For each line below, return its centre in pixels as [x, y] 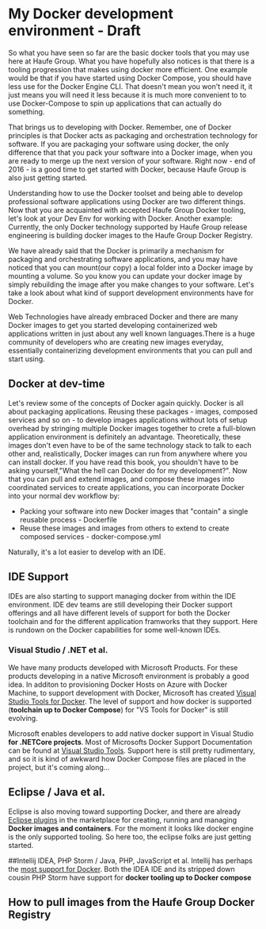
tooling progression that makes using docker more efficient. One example [128, 69]
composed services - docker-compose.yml [90, 536]
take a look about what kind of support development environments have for [131, 293]
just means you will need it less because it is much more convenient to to [127, 94]
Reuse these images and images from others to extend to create [124, 528]
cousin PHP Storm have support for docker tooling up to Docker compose [130, 877]
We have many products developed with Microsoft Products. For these [123, 667]
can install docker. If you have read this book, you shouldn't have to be [123, 462]
